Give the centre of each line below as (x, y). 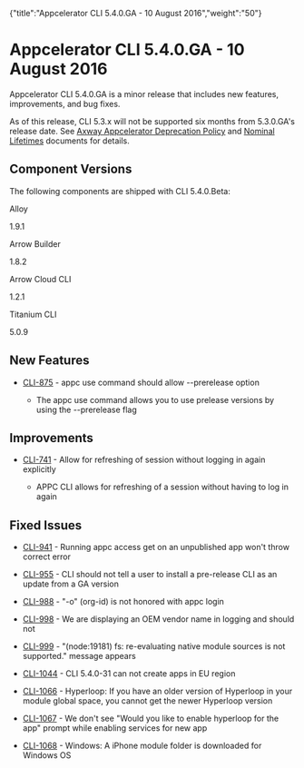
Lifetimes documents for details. (69, 141)
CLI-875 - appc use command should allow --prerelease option (141, 382)
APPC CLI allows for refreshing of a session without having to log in (162, 487)
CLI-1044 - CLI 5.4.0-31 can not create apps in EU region (129, 674)
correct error (46, 556)
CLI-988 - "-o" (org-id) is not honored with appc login (123, 602)
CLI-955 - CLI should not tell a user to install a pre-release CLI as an (150, 575)
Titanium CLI (33, 314)
